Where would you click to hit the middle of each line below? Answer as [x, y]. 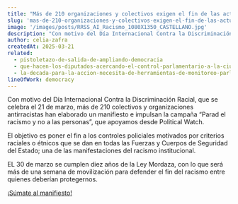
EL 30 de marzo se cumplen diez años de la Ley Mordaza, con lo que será [115, 164]
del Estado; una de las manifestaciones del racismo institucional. [102, 151]
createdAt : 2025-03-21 [41, 47]
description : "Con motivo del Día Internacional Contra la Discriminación [120, 34]
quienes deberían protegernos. [52, 179]
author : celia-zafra [38, 40]
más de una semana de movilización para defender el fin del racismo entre [116, 172]
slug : [15, 20]
